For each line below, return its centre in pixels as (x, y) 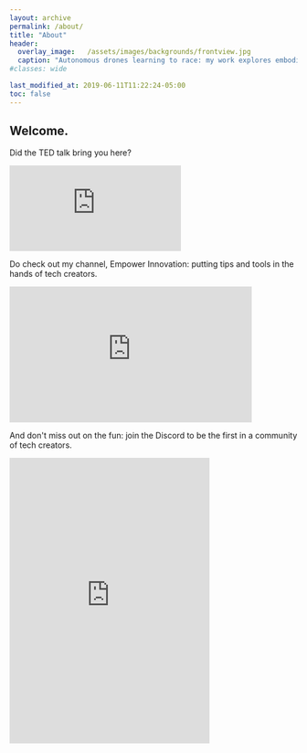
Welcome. (39, 131)
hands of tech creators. (53, 274)
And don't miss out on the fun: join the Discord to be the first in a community (153, 436)
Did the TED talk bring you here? (71, 153)
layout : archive (40, 18)
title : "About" (38, 35)
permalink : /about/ (47, 27)
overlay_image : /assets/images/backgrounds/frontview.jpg (134, 52)
